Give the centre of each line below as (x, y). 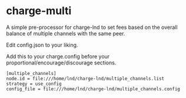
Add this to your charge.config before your (58, 56)
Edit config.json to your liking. (42, 45)
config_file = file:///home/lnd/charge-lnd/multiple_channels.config (93, 89)
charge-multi (39, 11)
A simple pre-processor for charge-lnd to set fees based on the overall (92, 27)
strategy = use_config (34, 84)
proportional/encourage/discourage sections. (61, 63)
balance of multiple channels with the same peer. (66, 33)
